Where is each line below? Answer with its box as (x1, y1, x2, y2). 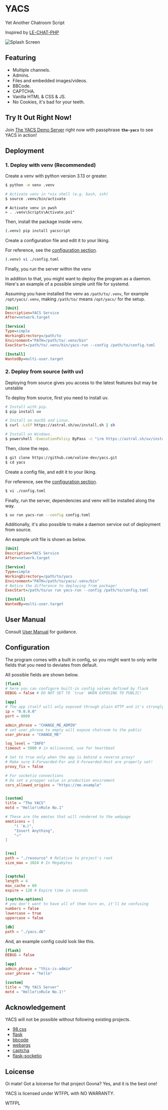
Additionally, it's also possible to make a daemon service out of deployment (5, 521, 161, 527)
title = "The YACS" (5, 801, 46, 806)
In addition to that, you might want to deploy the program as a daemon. (5, 275, 151, 281)
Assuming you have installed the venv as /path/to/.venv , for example (5, 290, 149, 296)
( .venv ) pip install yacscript (5, 228, 70, 233)
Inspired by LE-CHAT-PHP (5, 29, 59, 35)
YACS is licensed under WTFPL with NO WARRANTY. (5, 1090, 115, 1096)
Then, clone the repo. (5, 445, 50, 451)
